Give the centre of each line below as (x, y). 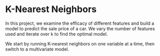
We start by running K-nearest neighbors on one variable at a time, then (80, 43)
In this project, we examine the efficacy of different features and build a (80, 23)
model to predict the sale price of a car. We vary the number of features (80, 28)
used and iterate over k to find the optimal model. (56, 34)
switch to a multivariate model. (37, 49)
